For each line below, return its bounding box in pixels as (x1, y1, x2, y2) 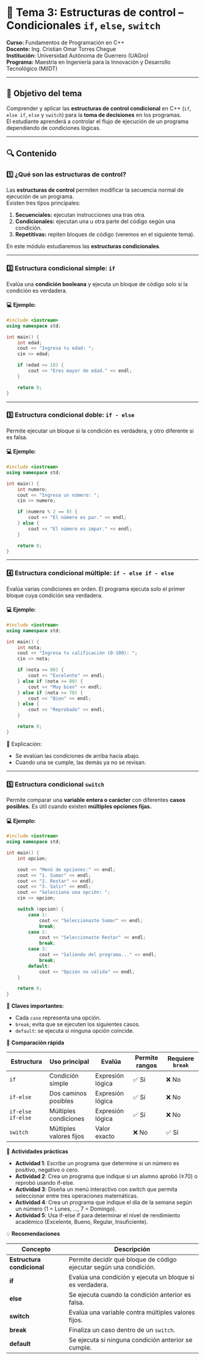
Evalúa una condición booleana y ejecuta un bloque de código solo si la (6, 280, 188, 287)
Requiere (167, 1054, 195, 1063)
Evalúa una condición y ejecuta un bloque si (68, 1273, 195, 1282)
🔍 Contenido (6, 148, 57, 159)
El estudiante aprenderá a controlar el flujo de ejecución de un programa (6, 118, 189, 125)
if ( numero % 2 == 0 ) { (17, 508, 78, 515)
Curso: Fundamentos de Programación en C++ (6, 39, 125, 46)
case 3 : (28, 946, 48, 952)
